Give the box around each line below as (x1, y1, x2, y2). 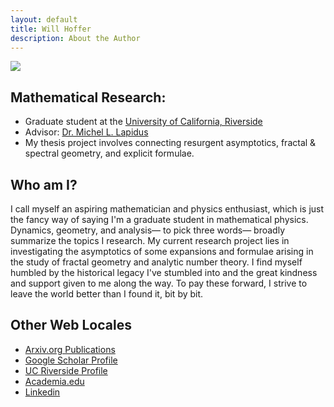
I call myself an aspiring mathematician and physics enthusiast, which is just (10, 203, 325, 215)
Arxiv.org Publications (24, 343, 116, 355)
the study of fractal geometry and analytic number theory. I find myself (10, 256, 303, 268)
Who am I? (10, 176, 78, 193)
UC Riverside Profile (24, 364, 108, 376)
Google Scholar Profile (24, 354, 118, 366)
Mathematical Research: (10, 89, 167, 106)
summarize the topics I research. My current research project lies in (10, 235, 290, 246)
